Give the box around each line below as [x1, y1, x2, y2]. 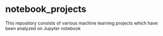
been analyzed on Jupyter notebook [5, 25, 81, 31]
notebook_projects [5, 3, 87, 15]
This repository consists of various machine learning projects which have [5, 20, 158, 26]
